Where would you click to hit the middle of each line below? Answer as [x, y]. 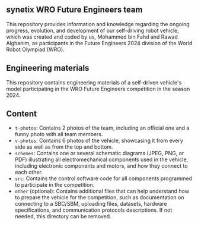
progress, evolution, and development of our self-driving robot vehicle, [93, 30]
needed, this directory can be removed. [63, 216]
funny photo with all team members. [59, 134]
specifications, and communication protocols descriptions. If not [93, 210]
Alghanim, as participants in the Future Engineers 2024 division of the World [99, 43]
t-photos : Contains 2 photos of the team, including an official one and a [102, 128]
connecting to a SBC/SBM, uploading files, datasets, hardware [91, 204]
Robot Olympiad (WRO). [36, 49]
